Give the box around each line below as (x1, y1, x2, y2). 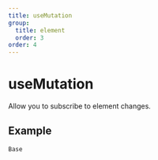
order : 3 (15, 33, 44, 42)
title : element (15, 26, 66, 34)
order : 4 (8, 41, 37, 49)
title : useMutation (8, 11, 73, 20)
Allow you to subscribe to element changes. (8, 101, 152, 111)
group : (8, 19, 30, 27)
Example (8, 124, 52, 138)
